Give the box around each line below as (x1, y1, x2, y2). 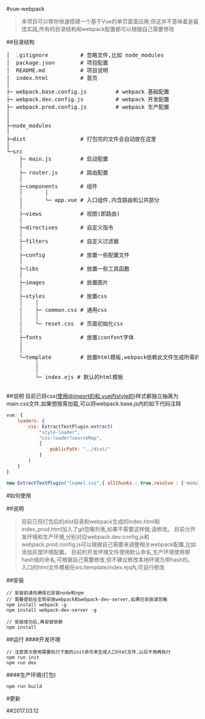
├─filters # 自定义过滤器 (19, 238, 119, 245)
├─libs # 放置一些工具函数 (19, 266, 130, 272)
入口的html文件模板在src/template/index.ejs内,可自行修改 (21, 563, 165, 571)
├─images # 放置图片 (19, 279, 109, 286)
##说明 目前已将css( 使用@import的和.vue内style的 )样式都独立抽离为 (6, 392, 179, 399)
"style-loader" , (38, 429, 81, 435)
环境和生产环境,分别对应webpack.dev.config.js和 (26, 533, 149, 540)
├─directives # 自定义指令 (19, 224, 114, 231)
